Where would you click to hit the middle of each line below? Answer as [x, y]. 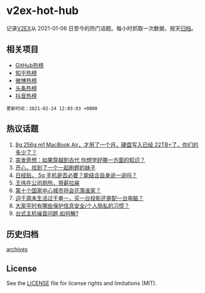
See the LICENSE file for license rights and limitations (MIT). [82, 283]
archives [17, 249]
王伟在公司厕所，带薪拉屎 [47, 183]
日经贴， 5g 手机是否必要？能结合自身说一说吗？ [76, 175]
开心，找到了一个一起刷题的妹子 [55, 167]
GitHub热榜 [29, 65]
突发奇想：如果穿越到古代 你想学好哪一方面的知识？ [80, 160]
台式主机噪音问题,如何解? [47, 213]
